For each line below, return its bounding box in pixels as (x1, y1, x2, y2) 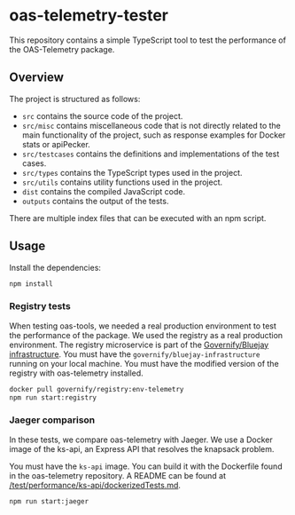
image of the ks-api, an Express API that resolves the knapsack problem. (9, 443, 275, 454)
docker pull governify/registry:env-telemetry (9, 384, 184, 393)
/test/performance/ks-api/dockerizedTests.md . (9, 479, 182, 490)
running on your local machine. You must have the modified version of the (9, 358, 279, 368)
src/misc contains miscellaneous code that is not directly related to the (21, 120, 282, 131)
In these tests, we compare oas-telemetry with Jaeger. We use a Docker (9, 434, 273, 445)
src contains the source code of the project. (21, 110, 183, 121)
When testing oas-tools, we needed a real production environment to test (9, 321, 277, 331)
